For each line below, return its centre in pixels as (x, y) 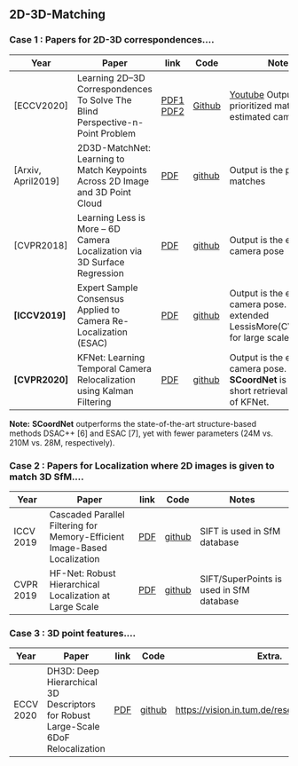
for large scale (259, 337)
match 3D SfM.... (47, 477)
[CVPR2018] (41, 245)
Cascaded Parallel (87, 514)
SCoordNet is (258, 379)
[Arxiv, (27, 170)
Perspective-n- (110, 122)
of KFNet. (249, 401)
